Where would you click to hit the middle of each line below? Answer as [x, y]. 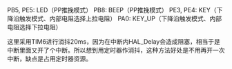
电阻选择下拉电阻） [35, 27]
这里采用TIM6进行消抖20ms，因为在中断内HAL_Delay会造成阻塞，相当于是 [114, 42]
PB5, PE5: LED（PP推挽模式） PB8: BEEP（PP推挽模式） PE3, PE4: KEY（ [112, 10]
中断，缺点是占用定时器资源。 [49, 59]
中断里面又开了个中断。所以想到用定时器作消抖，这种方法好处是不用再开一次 [116, 50]
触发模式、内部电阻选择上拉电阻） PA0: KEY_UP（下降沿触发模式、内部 [120, 18]
